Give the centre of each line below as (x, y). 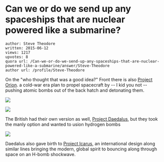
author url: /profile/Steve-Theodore (45, 70)
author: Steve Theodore (30, 43)
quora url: (17, 61)
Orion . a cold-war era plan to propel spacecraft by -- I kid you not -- (76, 85)
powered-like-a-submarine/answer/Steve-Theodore (57, 66)
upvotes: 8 (17, 57)
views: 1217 (18, 52)
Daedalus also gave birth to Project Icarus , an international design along (80, 143)
